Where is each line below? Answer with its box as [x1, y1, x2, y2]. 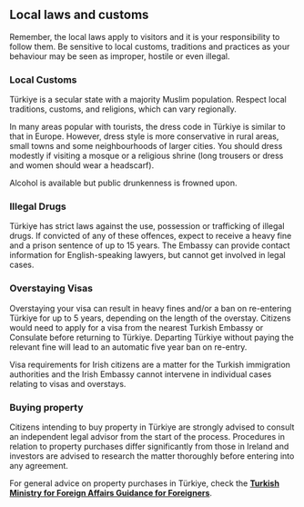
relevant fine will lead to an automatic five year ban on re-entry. [9, 341, 248, 353]
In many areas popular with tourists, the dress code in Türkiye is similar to [9, 122, 286, 133]
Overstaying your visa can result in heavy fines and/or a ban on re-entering [9, 303, 292, 313]
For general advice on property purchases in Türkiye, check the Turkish [9, 478, 280, 489]
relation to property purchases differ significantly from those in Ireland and [9, 441, 289, 452]
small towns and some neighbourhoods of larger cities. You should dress [9, 141, 283, 152]
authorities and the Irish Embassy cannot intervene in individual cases [9, 368, 272, 380]
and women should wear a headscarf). [9, 160, 155, 171]
